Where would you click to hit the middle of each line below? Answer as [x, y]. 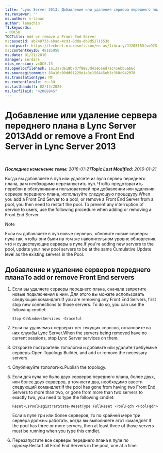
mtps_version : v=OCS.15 [29, 64]
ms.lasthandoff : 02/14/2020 [33, 86]
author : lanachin [23, 23]
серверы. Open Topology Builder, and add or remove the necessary [79, 353]
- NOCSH [13, 32]
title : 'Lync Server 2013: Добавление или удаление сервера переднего [78, 9]
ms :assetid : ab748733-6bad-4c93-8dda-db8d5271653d [57, 41]
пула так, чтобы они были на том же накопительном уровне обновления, [81, 239]
